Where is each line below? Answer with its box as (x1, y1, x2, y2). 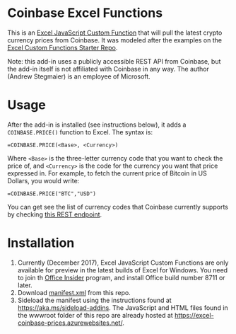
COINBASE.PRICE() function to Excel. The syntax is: (7, 127, 153, 136)
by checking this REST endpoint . (7, 210, 102, 219)
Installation (7, 235, 75, 251)
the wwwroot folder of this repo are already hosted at (17, 311, 173, 319)
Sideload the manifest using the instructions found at (17, 296, 172, 304)
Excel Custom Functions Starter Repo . (7, 43, 118, 52)
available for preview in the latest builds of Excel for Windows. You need (17, 265, 228, 274)
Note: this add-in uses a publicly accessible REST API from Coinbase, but (7, 57, 221, 65)
